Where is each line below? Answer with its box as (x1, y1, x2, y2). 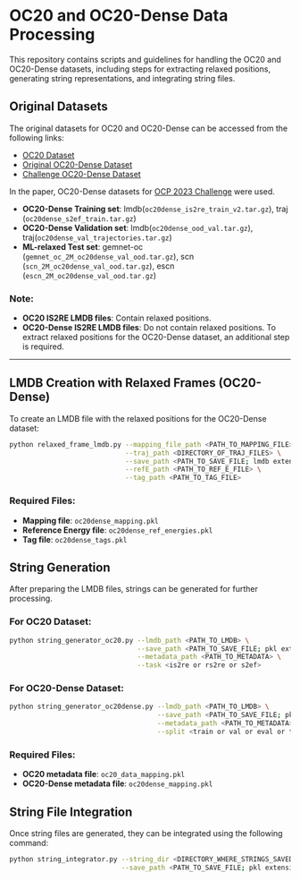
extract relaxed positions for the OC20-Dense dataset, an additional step (21, 332, 290, 343)
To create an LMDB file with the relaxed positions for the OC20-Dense (9, 413, 267, 423)
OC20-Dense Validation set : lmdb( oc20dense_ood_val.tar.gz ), (21, 222, 254, 233)
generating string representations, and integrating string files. (9, 73, 236, 83)
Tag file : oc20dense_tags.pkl (21, 534, 128, 544)
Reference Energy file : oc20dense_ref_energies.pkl (21, 525, 213, 535)
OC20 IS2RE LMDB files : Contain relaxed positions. (21, 312, 212, 323)
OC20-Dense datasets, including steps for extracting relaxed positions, (9, 64, 271, 74)
